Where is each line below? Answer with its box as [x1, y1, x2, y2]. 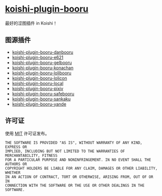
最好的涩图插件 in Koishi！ [5, 20, 57, 26]
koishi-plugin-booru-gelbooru [12, 60, 72, 65]
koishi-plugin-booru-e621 [12, 54, 64, 60]
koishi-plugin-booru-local [12, 80, 64, 86]
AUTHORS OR [5, 161, 27, 167]
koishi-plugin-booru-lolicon [12, 75, 67, 81]
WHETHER [5, 170, 21, 175]
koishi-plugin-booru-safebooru [12, 90, 74, 96]
